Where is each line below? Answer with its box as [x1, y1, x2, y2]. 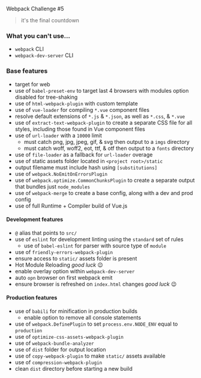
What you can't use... [6, 31, 71, 40]
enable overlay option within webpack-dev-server [14, 267, 135, 274]
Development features [6, 216, 64, 223]
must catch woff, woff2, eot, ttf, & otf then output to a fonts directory [23, 144, 194, 152]
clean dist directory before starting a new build [14, 365, 133, 372]
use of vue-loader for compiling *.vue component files [14, 106, 150, 113]
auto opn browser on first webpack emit [14, 274, 113, 281]
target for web [14, 81, 50, 88]
